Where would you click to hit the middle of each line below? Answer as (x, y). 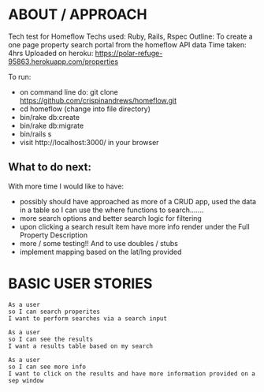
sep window (26, 380)
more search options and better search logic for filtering (111, 218)
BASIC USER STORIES (80, 284)
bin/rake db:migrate (52, 125)
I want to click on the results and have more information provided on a (132, 373)
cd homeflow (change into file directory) (85, 109)
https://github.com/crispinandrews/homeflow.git (98, 100)
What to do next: (50, 167)
